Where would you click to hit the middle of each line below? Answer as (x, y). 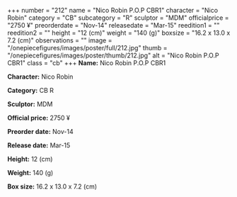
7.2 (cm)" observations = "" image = (60, 40)
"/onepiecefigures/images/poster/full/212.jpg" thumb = (87, 48)
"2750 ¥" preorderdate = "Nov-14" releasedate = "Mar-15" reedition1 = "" (114, 25)
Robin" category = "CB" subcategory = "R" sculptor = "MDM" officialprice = (118, 18)
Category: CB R (31, 90)
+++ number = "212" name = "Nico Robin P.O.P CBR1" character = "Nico (112, 10)
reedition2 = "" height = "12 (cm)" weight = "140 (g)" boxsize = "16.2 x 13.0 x (119, 33)
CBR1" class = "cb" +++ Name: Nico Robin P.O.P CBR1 (87, 63)
